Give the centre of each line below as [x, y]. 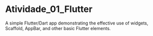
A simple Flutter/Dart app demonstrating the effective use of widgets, [77, 23]
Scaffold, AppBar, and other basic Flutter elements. [58, 28]
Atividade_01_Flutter [49, 9]
